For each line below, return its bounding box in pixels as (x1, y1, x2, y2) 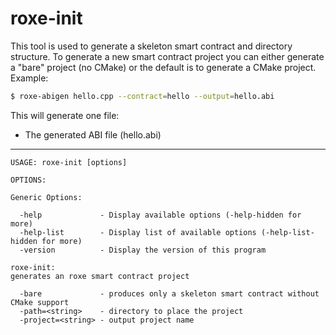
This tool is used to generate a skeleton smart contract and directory (10, 40, 293, 52)
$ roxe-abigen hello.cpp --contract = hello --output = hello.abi (10, 91, 275, 101)
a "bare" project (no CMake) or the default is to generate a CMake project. (10, 61, 317, 73)
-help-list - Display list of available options (19, 227, 257, 237)
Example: (10, 72, 49, 84)
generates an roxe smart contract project (10, 271, 190, 281)
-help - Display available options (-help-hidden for (19, 210, 302, 220)
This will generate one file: (10, 109, 120, 121)
